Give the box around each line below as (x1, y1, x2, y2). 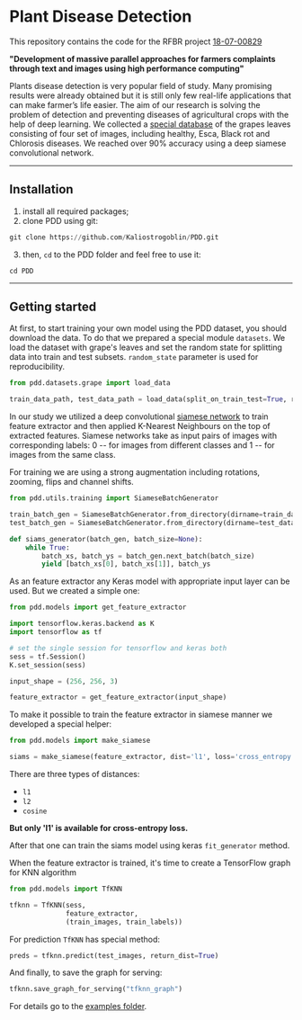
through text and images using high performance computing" (9, 63, 244, 74)
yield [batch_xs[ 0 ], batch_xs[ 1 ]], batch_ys (41, 559, 211, 568)
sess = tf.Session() (9, 652, 87, 661)
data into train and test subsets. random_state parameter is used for (9, 352, 259, 362)
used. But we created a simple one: (9, 586, 140, 596)
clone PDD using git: (22, 215, 99, 226)
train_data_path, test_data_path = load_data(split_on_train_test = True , (9, 395, 288, 404)
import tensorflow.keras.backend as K (9, 619, 155, 629)
